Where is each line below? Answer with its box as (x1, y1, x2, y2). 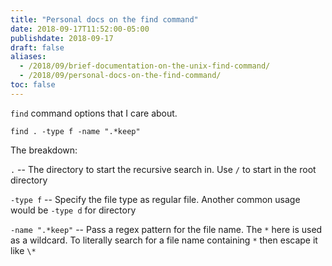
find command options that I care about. (10, 107, 178, 119)
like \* (10, 244, 37, 256)
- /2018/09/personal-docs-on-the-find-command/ (19, 71, 222, 81)
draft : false (10, 42, 65, 53)
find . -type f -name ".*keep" (10, 126, 141, 136)
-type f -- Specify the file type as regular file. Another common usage (10, 193, 301, 205)
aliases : (10, 52, 47, 62)
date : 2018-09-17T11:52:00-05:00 (10, 24, 150, 34)
